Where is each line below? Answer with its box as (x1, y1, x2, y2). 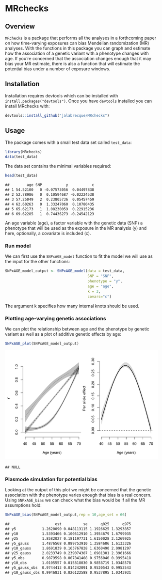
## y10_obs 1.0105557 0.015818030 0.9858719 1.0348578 (5, 561, 131, 565)
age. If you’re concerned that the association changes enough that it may (5, 56, 152, 61)
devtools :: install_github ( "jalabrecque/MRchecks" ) (5, 113, 110, 118)
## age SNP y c (5, 183, 95, 188)
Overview (5, 22, 35, 31)
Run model (5, 243, 31, 250)
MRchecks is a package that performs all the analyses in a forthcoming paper (5, 35, 157, 41)
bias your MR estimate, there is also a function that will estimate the (5, 61, 140, 66)
